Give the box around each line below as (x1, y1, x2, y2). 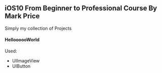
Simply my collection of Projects (5, 25, 72, 31)
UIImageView (12, 58, 40, 64)
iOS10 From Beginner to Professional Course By (5, 4, 157, 13)
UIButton (12, 63, 31, 69)
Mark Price (5, 12, 40, 21)
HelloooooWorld (5, 37, 40, 43)
